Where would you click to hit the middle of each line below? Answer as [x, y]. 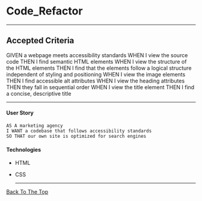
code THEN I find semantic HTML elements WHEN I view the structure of [96, 61]
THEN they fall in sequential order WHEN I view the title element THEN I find [100, 87]
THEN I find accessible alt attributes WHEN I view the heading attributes [96, 81]
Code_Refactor [44, 11]
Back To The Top [27, 192]
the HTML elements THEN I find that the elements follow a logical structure [99, 68]
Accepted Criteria [40, 41]
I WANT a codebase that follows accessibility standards [79, 131]
